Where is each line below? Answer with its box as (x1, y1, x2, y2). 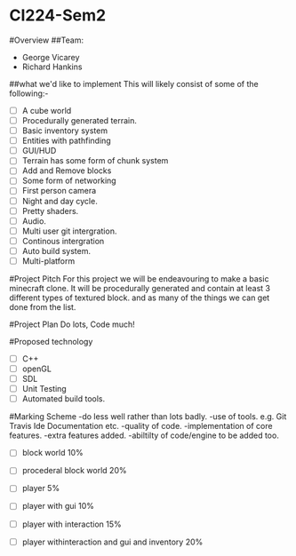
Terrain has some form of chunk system (21, 155, 169, 166)
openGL (21, 363, 52, 374)
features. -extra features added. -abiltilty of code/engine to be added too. (9, 430, 280, 441)
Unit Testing (21, 384, 67, 394)
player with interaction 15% (21, 519, 122, 529)
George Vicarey (21, 52, 80, 62)
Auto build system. (21, 245, 92, 256)
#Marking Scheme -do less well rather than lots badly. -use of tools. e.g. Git (9, 411, 287, 422)
